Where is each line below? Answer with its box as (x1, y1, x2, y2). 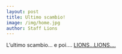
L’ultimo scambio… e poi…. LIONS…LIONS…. (6, 42, 116, 49)
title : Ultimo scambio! (6, 14, 66, 20)
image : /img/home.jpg (6, 20, 61, 26)
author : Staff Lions (6, 25, 58, 31)
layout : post (6, 8, 39, 15)
